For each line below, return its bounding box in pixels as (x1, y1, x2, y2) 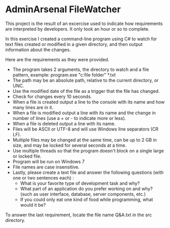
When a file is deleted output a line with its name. (12, 120, 116, 126)
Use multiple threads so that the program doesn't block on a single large (12, 147, 164, 154)
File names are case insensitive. (12, 164, 80, 170)
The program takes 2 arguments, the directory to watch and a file (12, 66, 149, 72)
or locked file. (12, 153, 42, 159)
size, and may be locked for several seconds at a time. (12, 142, 127, 148)
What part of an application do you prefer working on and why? (20, 185, 153, 192)
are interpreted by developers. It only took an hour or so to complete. (5, 26, 150, 32)
